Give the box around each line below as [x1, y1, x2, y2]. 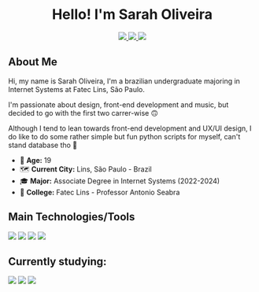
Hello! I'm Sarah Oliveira [51, 6, 213, 24]
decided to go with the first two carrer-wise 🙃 [8, 108, 159, 117]
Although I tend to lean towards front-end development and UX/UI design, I [8, 124, 252, 133]
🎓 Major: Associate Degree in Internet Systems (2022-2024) [19, 176, 220, 186]
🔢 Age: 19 [19, 155, 52, 164]
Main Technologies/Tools [8, 210, 135, 224]
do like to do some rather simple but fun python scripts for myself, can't [8, 131, 241, 141]
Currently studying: [8, 254, 107, 268]
